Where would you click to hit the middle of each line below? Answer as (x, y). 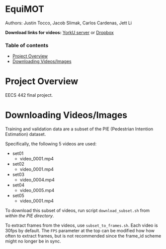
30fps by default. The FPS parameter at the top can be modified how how (80, 231)
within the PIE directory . (30, 216)
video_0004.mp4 (37, 180)
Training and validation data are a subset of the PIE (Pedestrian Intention (79, 129)
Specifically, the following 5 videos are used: (51, 144)
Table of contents (27, 45)
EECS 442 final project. (29, 95)
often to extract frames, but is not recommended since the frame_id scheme (83, 236)
